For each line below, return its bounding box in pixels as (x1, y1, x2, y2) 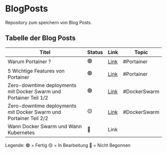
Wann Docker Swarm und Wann (7, 123, 82, 130)
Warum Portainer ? (7, 58, 51, 65)
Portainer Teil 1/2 (7, 94, 49, 101)
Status (87, 48, 103, 55)
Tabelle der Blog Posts (5, 34, 76, 42)
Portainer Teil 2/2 (7, 115, 49, 122)
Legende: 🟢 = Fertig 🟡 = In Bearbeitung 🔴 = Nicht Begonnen (5, 142, 131, 148)
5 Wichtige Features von (7, 67, 65, 74)
